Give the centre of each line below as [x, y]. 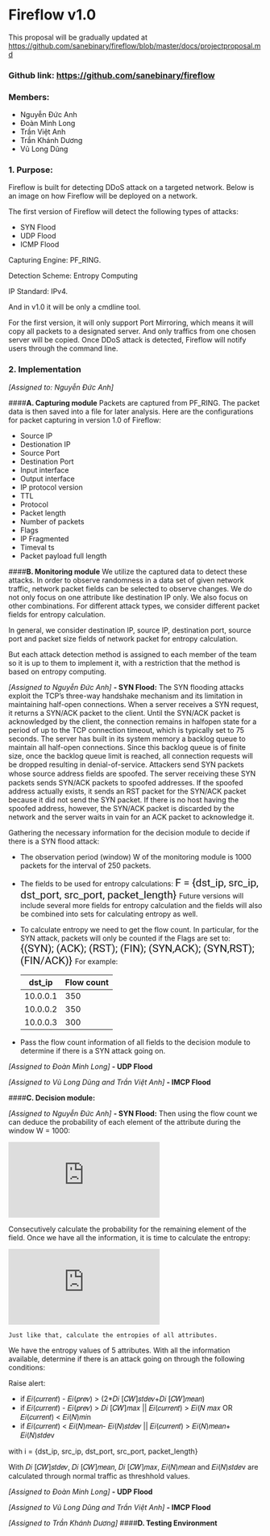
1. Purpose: [31, 170]
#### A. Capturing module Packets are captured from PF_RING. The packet [134, 402]
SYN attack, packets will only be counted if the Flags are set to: [125, 938]
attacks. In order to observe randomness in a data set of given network [126, 580]
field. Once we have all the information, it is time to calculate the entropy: [130, 1237]
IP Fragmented [44, 538]
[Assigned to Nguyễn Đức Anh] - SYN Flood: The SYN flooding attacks [126, 687]
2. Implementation [45, 369]
